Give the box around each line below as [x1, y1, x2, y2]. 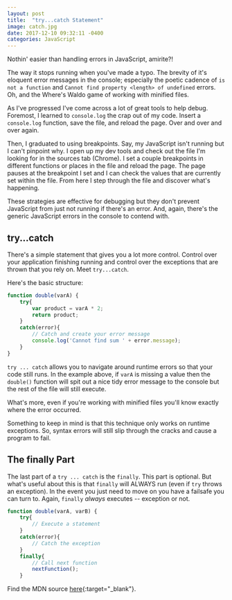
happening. [7, 184, 39, 192]
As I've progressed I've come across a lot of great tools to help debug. [7, 104, 208, 112]
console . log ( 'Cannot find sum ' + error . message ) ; [32, 337, 181, 344]
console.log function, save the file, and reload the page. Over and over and [7, 119, 222, 127]
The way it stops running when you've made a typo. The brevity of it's [7, 69, 208, 77]
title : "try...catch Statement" [7, 17, 104, 24]
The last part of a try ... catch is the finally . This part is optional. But [7, 472, 212, 481]
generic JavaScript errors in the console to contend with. [7, 212, 170, 221]
